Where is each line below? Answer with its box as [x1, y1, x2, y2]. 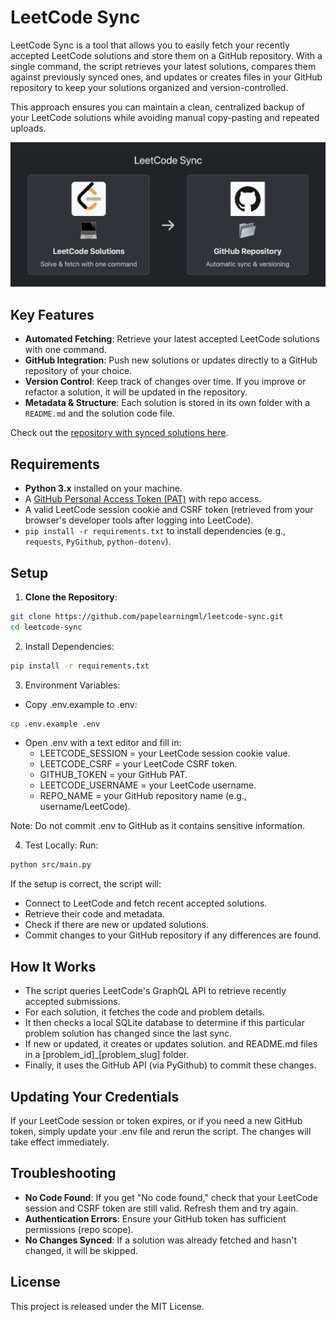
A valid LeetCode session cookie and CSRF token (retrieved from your [24, 504, 314, 516]
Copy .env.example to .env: [24, 698, 138, 710]
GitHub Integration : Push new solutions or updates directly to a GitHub [24, 354, 318, 366]
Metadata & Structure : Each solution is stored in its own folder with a [24, 397, 311, 409]
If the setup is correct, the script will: [10, 878, 162, 890]
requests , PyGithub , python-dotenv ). [24, 536, 172, 548]
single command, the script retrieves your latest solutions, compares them [10, 60, 317, 72]
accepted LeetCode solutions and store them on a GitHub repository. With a [10, 49, 323, 61]
